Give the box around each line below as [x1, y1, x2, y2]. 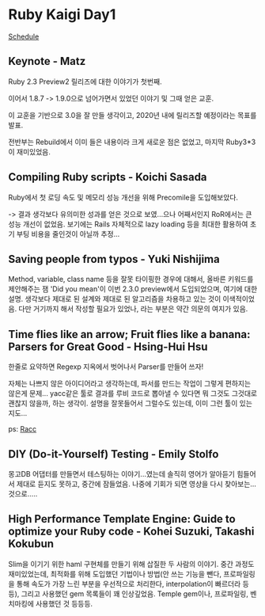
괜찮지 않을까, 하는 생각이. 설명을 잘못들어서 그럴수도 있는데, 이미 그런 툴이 [8, 398, 238, 409]
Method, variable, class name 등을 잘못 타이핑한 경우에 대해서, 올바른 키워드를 [8, 275, 254, 284]
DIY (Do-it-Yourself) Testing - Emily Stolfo [8, 447, 219, 461]
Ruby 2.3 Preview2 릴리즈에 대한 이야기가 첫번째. [8, 77, 162, 86]
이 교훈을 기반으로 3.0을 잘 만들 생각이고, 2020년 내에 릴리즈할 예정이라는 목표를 [8, 110, 257, 120]
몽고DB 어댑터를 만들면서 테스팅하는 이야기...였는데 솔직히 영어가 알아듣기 [8, 470, 236, 478]
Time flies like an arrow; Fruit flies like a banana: [8, 327, 251, 341]
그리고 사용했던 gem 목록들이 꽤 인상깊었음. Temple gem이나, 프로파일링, [21, 588, 249, 599]
